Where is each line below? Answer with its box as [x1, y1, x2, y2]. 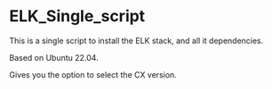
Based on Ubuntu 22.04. [9, 52, 100, 63]
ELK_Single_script [9, 6, 146, 26]
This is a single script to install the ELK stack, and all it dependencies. [9, 35, 264, 46]
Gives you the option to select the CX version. [9, 69, 178, 80]
